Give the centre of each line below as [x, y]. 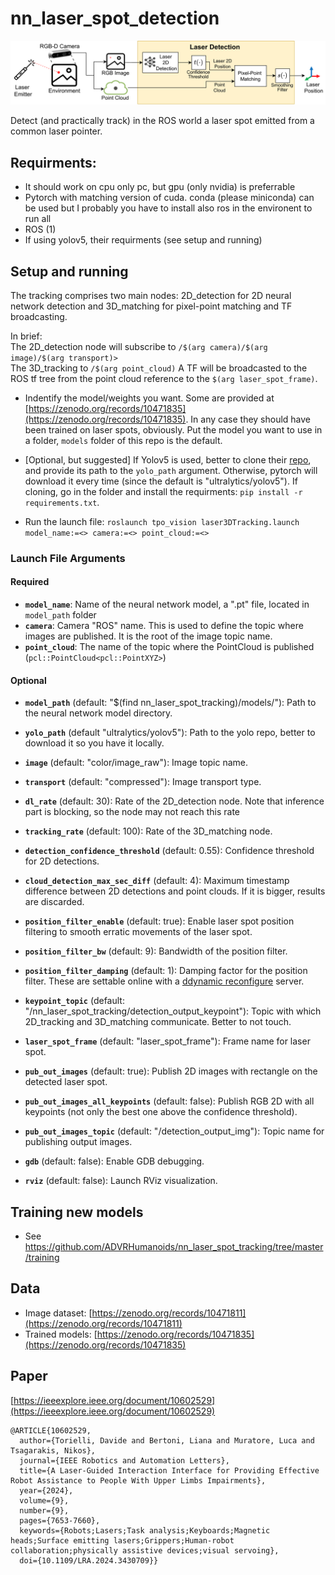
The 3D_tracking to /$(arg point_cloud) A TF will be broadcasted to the [159, 368]
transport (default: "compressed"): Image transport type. [143, 782]
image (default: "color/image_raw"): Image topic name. [136, 763]
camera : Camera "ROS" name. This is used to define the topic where [164, 626]
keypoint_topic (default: [74, 1001]
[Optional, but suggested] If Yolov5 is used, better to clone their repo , [168, 459]
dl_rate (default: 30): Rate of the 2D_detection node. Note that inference [174, 801]
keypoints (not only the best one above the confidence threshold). [161, 1112]
